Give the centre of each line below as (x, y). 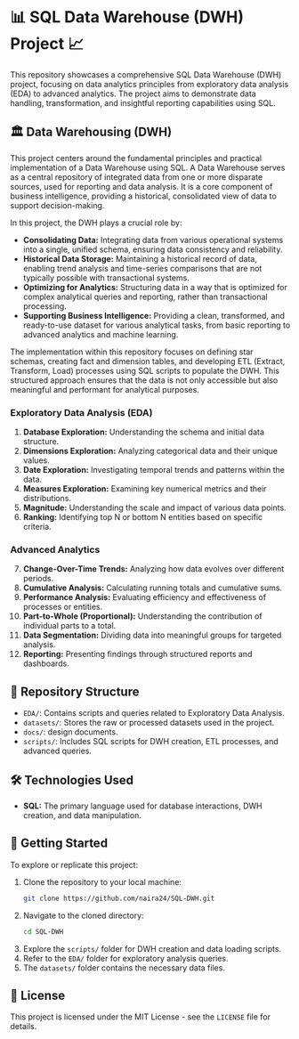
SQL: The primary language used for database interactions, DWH (142, 806)
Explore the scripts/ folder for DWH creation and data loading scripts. (152, 948)
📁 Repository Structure (75, 691)
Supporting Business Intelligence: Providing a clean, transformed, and (154, 315)
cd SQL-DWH (43, 931)
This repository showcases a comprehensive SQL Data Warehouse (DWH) (146, 74)
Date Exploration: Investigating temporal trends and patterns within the (154, 470)
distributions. (47, 499)
